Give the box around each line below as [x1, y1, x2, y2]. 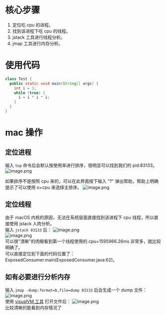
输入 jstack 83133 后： [5, 227, 52, 233]
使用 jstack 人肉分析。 [9, 220, 55, 226]
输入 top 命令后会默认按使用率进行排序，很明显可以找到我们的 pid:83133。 [5, 162, 158, 168]
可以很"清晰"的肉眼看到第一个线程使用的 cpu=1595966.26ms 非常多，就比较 [5, 238, 161, 244]
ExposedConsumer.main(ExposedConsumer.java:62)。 [5, 256, 117, 263]
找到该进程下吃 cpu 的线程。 [12, 28, 71, 34]
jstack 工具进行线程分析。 [12, 34, 65, 40]
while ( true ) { [14, 90, 46, 95]
